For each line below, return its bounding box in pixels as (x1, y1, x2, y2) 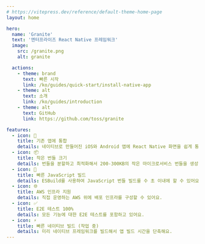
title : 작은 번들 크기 (17, 155, 67, 161)
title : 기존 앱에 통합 (17, 138, 67, 144)
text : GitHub (22, 110, 56, 116)
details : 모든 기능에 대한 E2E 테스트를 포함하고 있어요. (17, 211, 145, 218)
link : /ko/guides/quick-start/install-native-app (22, 82, 151, 88)
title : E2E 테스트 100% (17, 206, 74, 212)
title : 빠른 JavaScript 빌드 (17, 172, 87, 178)
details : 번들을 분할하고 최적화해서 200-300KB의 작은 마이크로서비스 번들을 (17, 161, 187, 167)
